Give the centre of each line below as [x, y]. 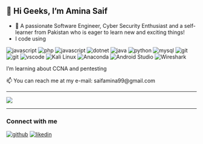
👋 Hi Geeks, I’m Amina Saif [57, 11]
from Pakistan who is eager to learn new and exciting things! [110, 32]
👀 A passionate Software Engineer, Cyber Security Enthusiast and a [99, 25]
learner [24, 32]
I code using [31, 38]
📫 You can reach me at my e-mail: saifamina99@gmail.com [81, 80]
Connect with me [32, 121]
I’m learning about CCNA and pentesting [56, 68]
